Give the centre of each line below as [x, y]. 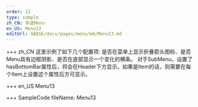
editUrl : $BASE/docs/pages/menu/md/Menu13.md [64, 34]
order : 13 [19, 12]
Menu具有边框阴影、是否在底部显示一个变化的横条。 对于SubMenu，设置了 [100, 59]
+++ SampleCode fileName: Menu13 [51, 98]
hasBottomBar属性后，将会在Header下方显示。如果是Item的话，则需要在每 [99, 67]
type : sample [22, 17]
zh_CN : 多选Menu [25, 23]
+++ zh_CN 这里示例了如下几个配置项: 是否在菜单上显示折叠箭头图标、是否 [99, 52]
